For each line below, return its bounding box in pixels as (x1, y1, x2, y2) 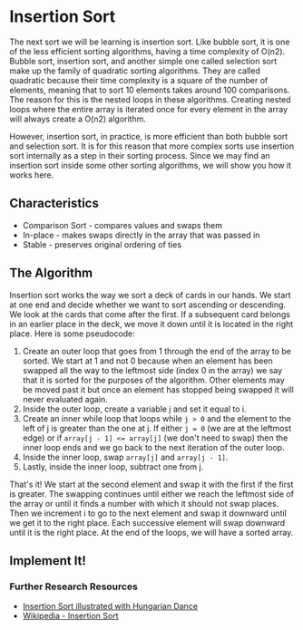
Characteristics (9, 196, 100, 211)
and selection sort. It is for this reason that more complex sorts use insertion (9, 141, 295, 151)
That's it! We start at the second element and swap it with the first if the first (9, 479, 294, 489)
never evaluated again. (22, 393, 109, 404)
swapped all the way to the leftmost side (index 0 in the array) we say (22, 364, 283, 375)
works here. (9, 170, 54, 180)
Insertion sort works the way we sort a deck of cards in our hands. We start (9, 289, 292, 300)
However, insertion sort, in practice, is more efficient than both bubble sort (9, 131, 288, 141)
